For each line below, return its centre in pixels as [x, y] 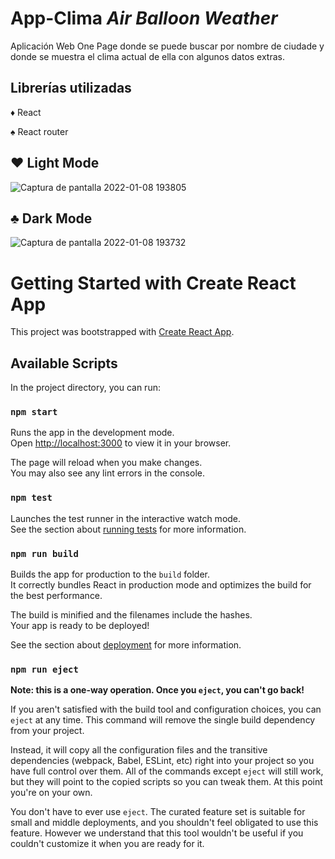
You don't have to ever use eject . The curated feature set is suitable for [158, 812]
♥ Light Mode [55, 163]
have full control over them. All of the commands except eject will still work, [167, 771]
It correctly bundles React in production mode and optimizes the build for [161, 585]
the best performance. [56, 596]
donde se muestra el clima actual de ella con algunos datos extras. [148, 56]
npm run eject [44, 669]
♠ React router [39, 131]
